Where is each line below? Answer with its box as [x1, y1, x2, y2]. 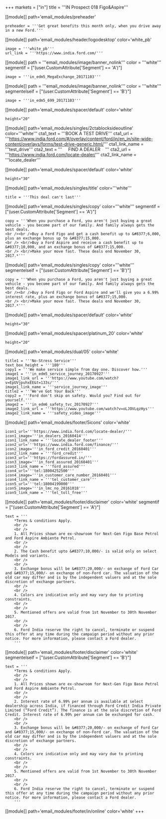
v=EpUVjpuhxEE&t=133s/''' [5, 380, 59, 385]
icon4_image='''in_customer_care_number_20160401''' [5, 473, 117, 478]
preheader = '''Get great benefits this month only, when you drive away [5, 23, 162, 28]
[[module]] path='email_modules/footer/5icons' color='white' [5, 419, 130, 425]
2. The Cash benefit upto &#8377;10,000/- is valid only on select [14, 549, 157, 554]
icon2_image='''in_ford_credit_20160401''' [5, 446, 97, 451]
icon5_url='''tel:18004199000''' [5, 481, 75, 486]
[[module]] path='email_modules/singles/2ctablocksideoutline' [5, 125, 134, 131]
